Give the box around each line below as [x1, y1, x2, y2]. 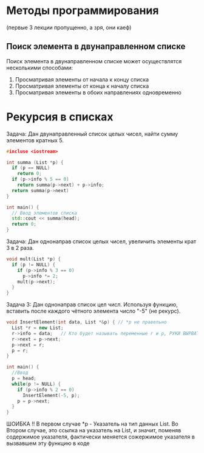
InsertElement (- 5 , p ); [22, 392, 80, 398]
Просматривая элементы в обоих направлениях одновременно [15, 89, 182, 96]
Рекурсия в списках [6, 110, 114, 123]
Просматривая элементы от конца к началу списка [15, 82, 149, 89]
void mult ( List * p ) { [6, 256, 61, 262]
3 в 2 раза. [6, 244, 35, 252]
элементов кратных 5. [6, 136, 64, 144]
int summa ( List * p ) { [6, 159, 64, 165]
